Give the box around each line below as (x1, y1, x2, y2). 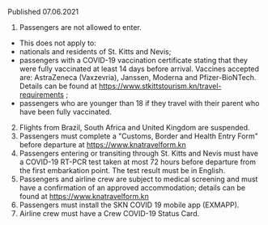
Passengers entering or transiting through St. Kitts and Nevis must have (19, 149, 258, 158)
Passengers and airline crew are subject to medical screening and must (19, 174, 258, 184)
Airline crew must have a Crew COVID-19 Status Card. (19, 209, 200, 218)
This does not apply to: (19, 38, 96, 48)
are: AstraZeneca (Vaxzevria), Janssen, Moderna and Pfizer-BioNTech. (19, 73, 257, 82)
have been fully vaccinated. (19, 107, 113, 117)
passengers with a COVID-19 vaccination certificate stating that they (19, 56, 249, 65)
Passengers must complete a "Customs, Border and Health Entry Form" (19, 131, 258, 141)
